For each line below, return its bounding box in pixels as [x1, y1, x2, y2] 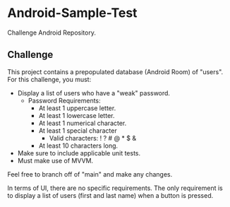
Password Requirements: [28, 96, 101, 105]
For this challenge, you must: [7, 75, 92, 83]
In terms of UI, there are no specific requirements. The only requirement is [7, 184, 224, 192]
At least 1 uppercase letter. [38, 104, 116, 112]
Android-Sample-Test [7, 5, 138, 21]
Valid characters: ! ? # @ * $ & [49, 134, 137, 142]
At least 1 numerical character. [38, 119, 127, 127]
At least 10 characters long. [38, 141, 119, 150]
